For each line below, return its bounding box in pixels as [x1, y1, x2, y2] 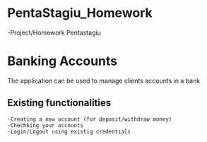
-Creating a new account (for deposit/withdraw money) [7, 115, 172, 123]
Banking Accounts [7, 53, 118, 69]
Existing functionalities [7, 97, 112, 109]
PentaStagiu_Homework [7, 5, 153, 21]
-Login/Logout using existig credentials [7, 128, 131, 135]
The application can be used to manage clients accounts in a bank [7, 76, 201, 85]
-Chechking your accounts [7, 122, 83, 129]
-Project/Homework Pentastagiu [7, 28, 101, 37]
